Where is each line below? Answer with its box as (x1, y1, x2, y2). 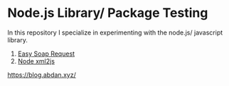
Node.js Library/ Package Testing (7, 5, 208, 21)
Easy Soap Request (17, 49, 75, 58)
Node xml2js (17, 56, 55, 65)
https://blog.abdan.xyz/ (7, 70, 76, 79)
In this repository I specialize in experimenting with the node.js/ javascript (7, 28, 223, 37)
